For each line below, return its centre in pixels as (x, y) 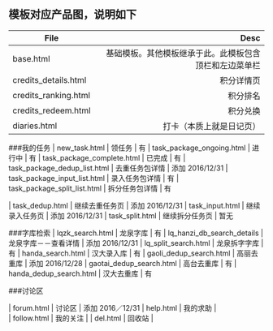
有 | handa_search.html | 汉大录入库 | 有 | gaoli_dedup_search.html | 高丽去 (133, 253)
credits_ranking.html (52, 95)
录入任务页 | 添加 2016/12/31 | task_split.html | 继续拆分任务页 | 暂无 (121, 215)
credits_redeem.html (52, 110)
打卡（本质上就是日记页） (211, 126)
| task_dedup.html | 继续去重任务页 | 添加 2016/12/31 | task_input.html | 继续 (134, 205)
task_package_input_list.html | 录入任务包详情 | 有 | (94, 178)
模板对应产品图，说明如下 (72, 15)
